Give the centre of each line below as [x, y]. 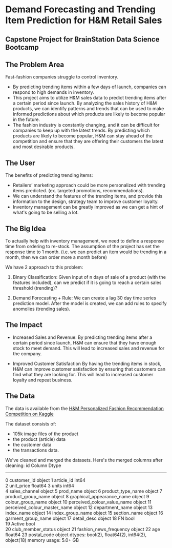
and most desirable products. [44, 147]
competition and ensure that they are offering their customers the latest [88, 141]
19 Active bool [20, 523]
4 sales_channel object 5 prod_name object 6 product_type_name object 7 [84, 491]
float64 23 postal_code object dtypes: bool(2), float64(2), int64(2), [76, 535]
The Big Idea [26, 228]
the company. [27, 353]
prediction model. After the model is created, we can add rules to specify [90, 303]
